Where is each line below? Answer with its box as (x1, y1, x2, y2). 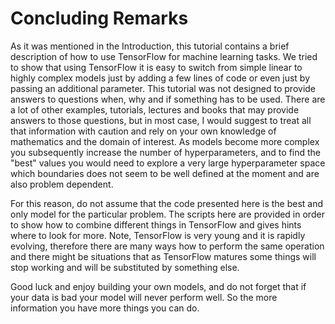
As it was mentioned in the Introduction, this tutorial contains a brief (10, 40, 290, 52)
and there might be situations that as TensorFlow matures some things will (10, 250, 317, 262)
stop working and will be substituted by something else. (10, 261, 240, 273)
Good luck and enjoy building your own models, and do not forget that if (10, 280, 307, 292)
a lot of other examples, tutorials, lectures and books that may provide (10, 103, 300, 116)
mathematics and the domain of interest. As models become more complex (10, 135, 320, 147)
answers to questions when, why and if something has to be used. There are (10, 93, 326, 105)
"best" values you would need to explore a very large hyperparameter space (10, 157, 326, 169)
